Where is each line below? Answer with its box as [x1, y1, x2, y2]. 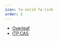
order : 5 [5, 12, 23, 17]
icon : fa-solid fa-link [5, 7, 54, 12]
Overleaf [12, 25, 30, 31]
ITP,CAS [12, 30, 29, 36]
